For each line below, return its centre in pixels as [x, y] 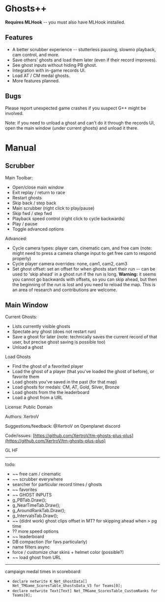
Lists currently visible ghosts [41, 327]
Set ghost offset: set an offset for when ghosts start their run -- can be [84, 269]
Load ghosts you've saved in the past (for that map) [64, 382]
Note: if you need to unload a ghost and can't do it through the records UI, [80, 123]
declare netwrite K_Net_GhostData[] [50, 582]
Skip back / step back [34, 203]
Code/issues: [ [20, 436]
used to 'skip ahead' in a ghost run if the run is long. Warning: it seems [84, 274]
